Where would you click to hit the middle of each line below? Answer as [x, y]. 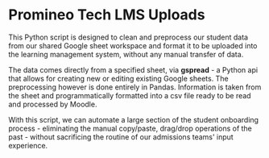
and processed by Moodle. [53, 104]
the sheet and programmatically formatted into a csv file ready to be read [130, 95]
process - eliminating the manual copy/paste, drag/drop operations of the [130, 128]
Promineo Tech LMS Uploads [107, 15]
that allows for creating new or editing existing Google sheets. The [118, 78]
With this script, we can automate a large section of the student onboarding [134, 119]
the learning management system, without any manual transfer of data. [126, 54]
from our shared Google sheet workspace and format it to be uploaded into [133, 45]
